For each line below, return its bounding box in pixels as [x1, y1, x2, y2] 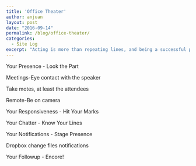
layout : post [6, 19, 38, 25]
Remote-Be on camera [6, 96, 61, 103]
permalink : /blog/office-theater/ [6, 30, 90, 36]
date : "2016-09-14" [6, 25, 54, 31]
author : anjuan [6, 14, 43, 20]
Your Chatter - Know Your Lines [6, 119, 83, 126]
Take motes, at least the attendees [6, 85, 89, 92]
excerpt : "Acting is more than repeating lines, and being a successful [6, 47, 187, 53]
